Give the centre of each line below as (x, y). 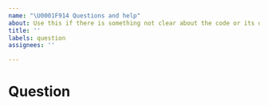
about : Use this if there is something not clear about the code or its (132, 23)
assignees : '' (32, 45)
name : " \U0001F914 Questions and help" (75, 16)
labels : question (37, 38)
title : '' (25, 30)
